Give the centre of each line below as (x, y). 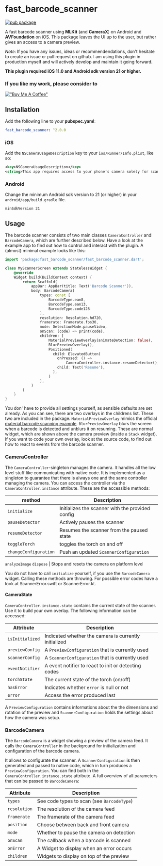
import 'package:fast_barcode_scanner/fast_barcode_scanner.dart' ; (75, 260)
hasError (17, 687)
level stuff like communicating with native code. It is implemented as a (75, 473)
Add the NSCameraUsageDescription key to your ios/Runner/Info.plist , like (79, 153)
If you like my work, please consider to (51, 83)
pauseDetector (24, 522)
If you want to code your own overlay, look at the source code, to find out (78, 439)
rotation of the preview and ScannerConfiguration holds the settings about (79, 712)
